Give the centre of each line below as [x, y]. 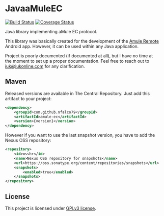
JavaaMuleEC [34, 9]
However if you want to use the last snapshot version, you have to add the [80, 135]
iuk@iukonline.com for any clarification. [45, 66]
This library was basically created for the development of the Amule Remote [82, 41]
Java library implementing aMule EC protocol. [51, 31]
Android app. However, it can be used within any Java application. [72, 46]
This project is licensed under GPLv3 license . [51, 208]
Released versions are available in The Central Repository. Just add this [78, 93]
